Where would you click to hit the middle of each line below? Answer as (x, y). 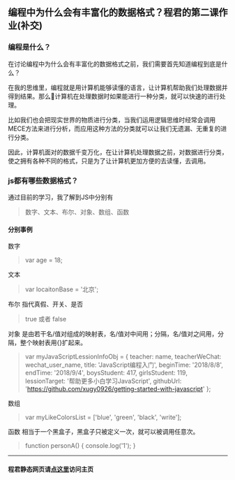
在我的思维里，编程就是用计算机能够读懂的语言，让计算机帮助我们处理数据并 (118, 87)
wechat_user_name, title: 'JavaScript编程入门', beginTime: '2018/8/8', (124, 365)
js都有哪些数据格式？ (43, 180)
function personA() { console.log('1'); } (80, 446)
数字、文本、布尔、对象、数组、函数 (77, 212)
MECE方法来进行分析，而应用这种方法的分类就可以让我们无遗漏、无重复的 (114, 129)
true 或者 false (46, 319)
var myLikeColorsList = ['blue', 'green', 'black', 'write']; (103, 417)
